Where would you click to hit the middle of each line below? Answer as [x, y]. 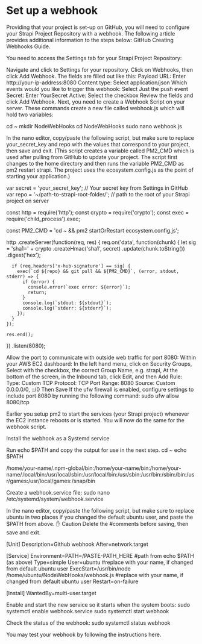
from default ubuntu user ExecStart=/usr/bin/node [68, 568]
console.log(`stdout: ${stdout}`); [67, 303]
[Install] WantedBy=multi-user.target [51, 593]
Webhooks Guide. [28, 46]
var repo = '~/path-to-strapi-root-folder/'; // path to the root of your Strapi [98, 194]
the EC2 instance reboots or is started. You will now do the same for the [96, 420]
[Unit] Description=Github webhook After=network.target [77, 544]
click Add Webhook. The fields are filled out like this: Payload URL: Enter [96, 76]
